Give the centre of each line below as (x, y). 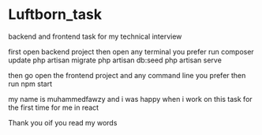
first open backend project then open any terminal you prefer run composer (131, 51)
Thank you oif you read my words (63, 122)
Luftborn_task (55, 15)
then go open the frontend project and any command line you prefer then (127, 75)
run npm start (30, 84)
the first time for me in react (54, 107)
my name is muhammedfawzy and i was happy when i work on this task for (130, 99)
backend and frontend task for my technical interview (95, 36)
